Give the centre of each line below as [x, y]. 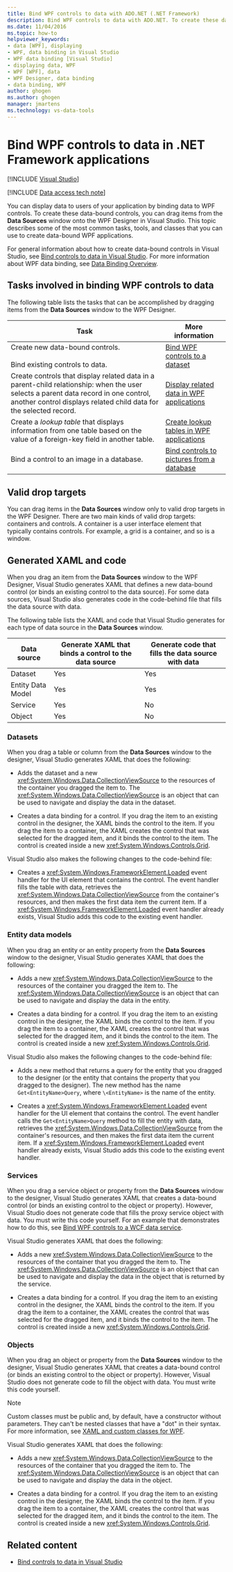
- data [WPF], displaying [44, 46]
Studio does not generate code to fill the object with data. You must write [112, 1382]
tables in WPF [188, 430]
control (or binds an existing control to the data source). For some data [108, 592]
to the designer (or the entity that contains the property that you [109, 1077]
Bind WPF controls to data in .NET [106, 145]
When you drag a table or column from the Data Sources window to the [110, 752]
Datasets [23, 737]
